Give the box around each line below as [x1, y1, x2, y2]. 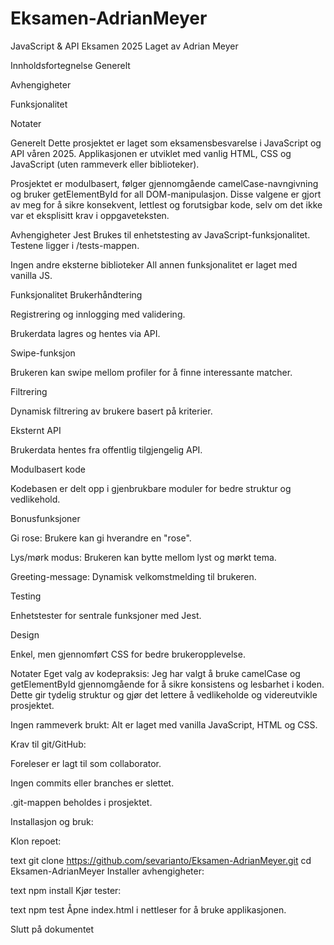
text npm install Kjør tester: [10, 884, 122, 896]
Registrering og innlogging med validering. [10, 308, 186, 320]
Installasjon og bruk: [10, 815, 94, 827]
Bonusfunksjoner [10, 512, 81, 524]
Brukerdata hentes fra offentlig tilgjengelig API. [10, 443, 203, 456]
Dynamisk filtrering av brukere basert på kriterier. [10, 405, 213, 417]
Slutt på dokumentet [10, 923, 95, 935]
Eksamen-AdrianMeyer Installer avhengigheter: [10, 865, 205, 877]
